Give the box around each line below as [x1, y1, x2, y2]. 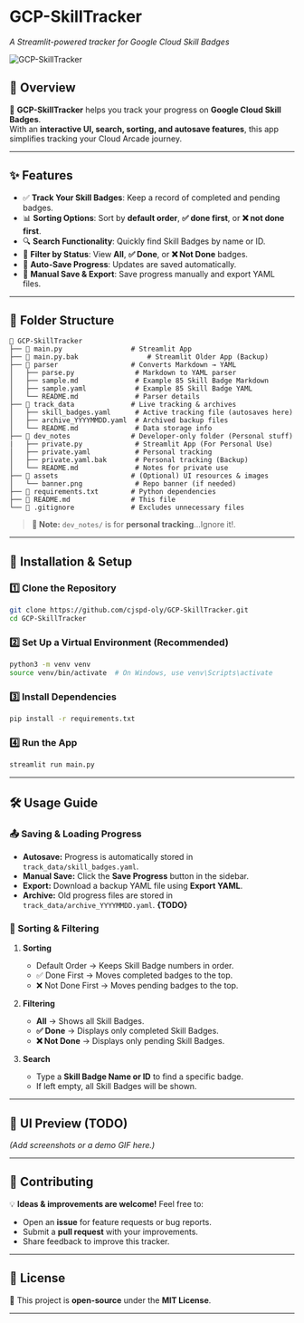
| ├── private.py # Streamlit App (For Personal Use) [9, 439, 273, 449]
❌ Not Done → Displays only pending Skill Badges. [35, 1036, 225, 1047]
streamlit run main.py [9, 760, 95, 769]
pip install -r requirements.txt [9, 714, 136, 724]
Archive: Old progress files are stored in [22, 890, 174, 901]
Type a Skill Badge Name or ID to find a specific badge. [35, 1071, 244, 1082]
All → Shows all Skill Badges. [35, 1016, 145, 1027]
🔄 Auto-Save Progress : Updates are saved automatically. [22, 258, 237, 269]
